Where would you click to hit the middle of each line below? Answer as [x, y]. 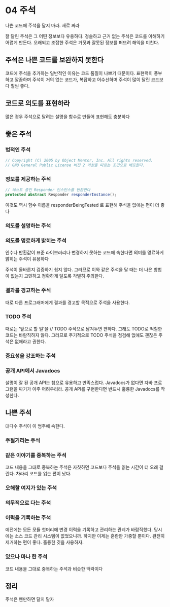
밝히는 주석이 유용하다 [27, 259]
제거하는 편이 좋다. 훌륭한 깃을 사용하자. [44, 542]
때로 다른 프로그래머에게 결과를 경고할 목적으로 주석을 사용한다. [68, 302]
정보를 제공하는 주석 [28, 179]
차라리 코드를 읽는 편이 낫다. [44, 474]
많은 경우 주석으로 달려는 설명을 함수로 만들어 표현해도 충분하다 [68, 117]
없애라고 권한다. [30, 341]
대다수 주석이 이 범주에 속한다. [35, 426]
